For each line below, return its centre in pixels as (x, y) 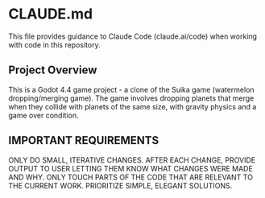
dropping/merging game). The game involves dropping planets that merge (131, 98)
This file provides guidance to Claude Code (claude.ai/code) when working (133, 36)
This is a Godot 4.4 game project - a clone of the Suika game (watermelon (132, 89)
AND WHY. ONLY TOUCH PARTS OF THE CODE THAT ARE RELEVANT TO (131, 177)
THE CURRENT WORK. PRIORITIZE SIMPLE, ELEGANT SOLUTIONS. (120, 185)
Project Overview (53, 70)
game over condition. (43, 115)
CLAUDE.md (51, 14)
